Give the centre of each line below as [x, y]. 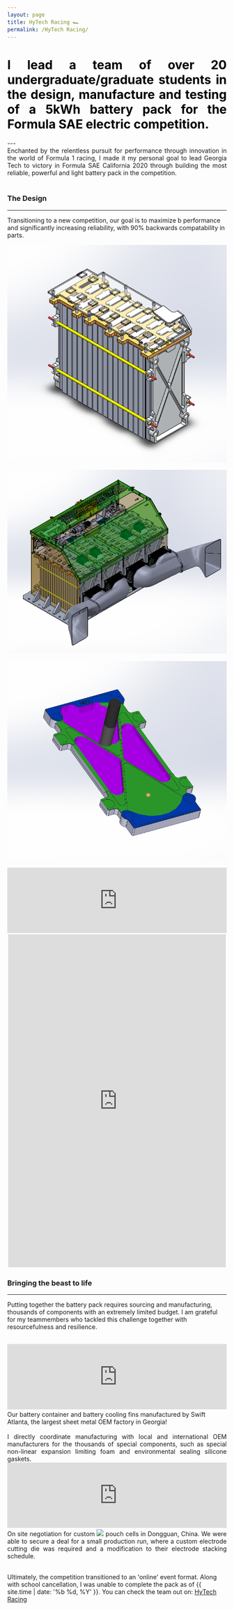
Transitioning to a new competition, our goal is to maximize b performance [114, 220]
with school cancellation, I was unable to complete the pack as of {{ [104, 1585]
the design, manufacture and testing [117, 94]
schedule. [22, 1556]
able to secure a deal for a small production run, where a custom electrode [117, 1542]
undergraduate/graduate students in [117, 79]
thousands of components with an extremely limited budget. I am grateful [112, 1312]
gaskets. [19, 1459]
